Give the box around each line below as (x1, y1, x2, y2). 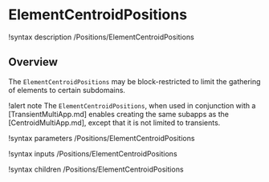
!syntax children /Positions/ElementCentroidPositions (8, 164, 184, 174)
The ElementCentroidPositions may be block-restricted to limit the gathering (8, 76, 261, 86)
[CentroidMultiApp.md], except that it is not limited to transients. (8, 118, 221, 127)
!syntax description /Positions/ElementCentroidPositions (8, 32, 194, 42)
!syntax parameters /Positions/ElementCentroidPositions (8, 133, 195, 143)
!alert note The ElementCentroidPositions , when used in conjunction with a (8, 100, 256, 110)
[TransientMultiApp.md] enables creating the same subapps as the (8, 109, 229, 119)
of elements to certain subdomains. (8, 85, 126, 95)
